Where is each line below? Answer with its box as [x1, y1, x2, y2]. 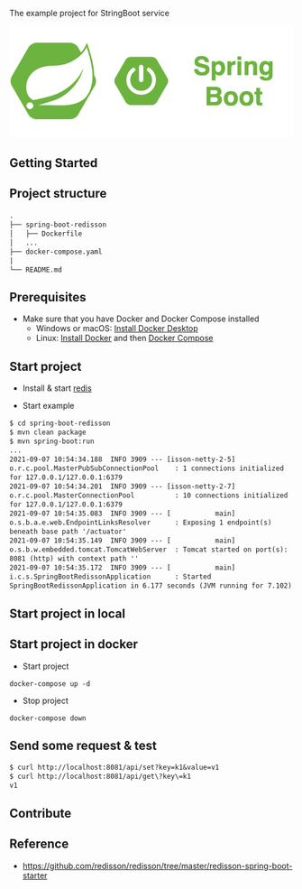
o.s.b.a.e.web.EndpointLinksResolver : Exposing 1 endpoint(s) [9, 518, 272, 527]
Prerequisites [9, 290, 87, 305]
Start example [22, 401, 75, 412]
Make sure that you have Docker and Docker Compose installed [22, 313, 260, 324]
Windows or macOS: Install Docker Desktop [35, 323, 198, 334]
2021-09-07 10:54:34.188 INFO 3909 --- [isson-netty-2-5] [9, 455, 236, 464]
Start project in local [9, 606, 126, 621]
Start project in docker [9, 636, 138, 653]
